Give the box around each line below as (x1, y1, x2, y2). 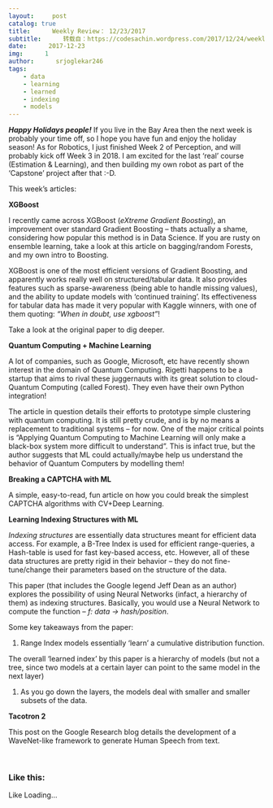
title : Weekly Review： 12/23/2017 (8, 27, 146, 35)
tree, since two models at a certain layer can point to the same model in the (8, 662, 261, 672)
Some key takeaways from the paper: (8, 622, 134, 632)
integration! (8, 391, 47, 401)
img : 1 (8, 50, 49, 58)
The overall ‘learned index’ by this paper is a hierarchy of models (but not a (8, 654, 260, 664)
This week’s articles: (8, 184, 77, 194)
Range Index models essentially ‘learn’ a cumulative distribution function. (19, 638, 265, 648)
